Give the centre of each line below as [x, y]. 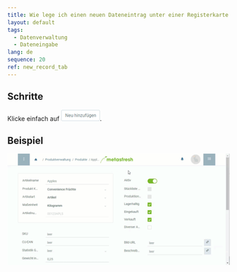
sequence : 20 [26, 60]
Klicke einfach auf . [55, 118]
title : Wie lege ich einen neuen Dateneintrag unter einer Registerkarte [118, 15]
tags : [15, 30]
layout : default [31, 22]
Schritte [25, 96]
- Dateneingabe [36, 45]
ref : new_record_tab [38, 67]
